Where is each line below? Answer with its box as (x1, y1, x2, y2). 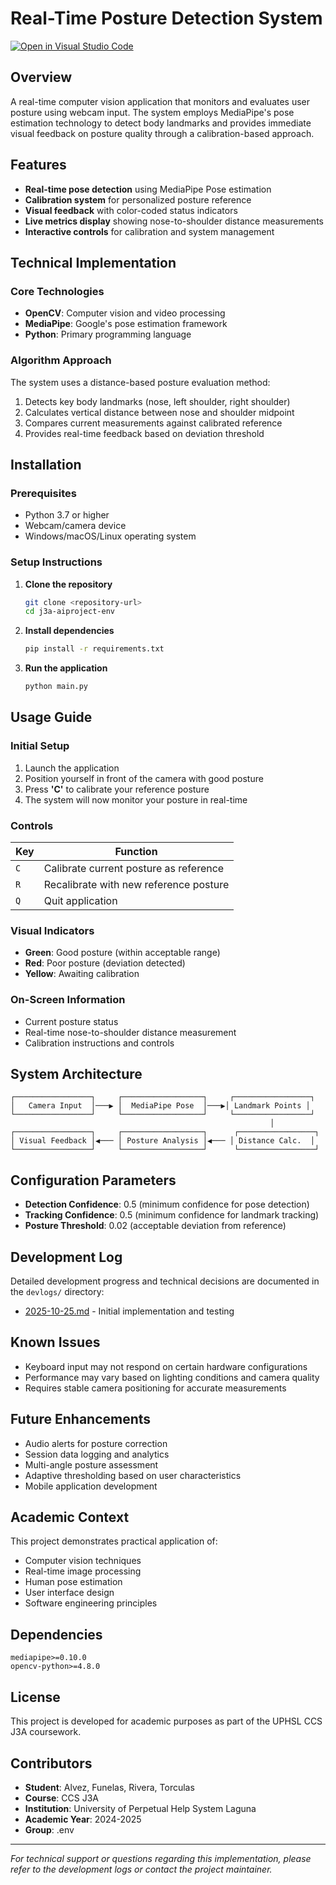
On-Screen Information (10, 993, 126, 1007)
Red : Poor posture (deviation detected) (24, 957, 186, 969)
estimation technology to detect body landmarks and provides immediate (10, 117, 312, 129)
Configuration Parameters (10, 1172, 177, 1189)
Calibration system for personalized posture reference (24, 193, 252, 206)
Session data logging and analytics (24, 1448, 170, 1460)
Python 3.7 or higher (24, 509, 110, 521)
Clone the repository (24, 578, 113, 590)
